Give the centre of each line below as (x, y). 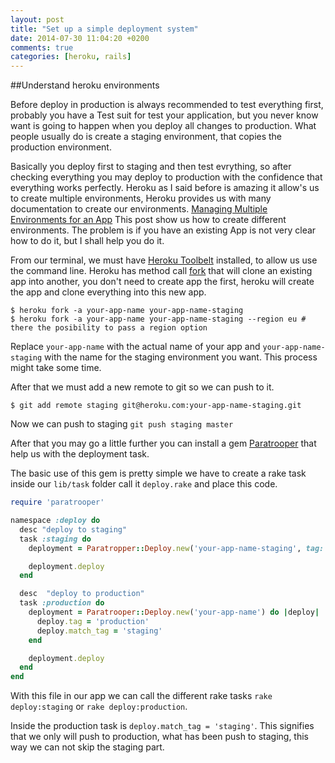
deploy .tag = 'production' (93, 621)
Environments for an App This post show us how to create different (148, 220)
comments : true (42, 47)
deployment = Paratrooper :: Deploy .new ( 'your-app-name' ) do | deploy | (174, 612)
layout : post (37, 19)
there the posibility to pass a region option (109, 328)
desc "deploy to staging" (73, 529)
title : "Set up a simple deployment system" (104, 29)
